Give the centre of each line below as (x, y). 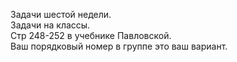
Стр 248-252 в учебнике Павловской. (91, 35)
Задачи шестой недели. (61, 14)
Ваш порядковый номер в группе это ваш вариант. (119, 46)
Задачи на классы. (50, 25)
